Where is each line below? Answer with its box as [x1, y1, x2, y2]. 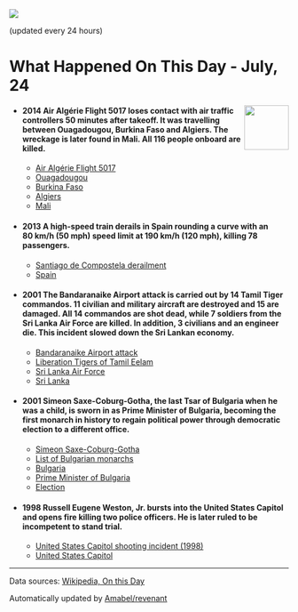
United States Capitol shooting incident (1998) [35, 541, 204, 552]
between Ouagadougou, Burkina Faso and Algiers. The [21, 124, 229, 134]
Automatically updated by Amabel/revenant [9, 593, 168, 604]
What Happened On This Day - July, [9, 57, 278, 76]
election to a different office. [21, 424, 130, 435]
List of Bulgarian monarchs [35, 454, 134, 463]
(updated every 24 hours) [9, 26, 104, 36]
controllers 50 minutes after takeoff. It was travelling [21, 115, 220, 125]
